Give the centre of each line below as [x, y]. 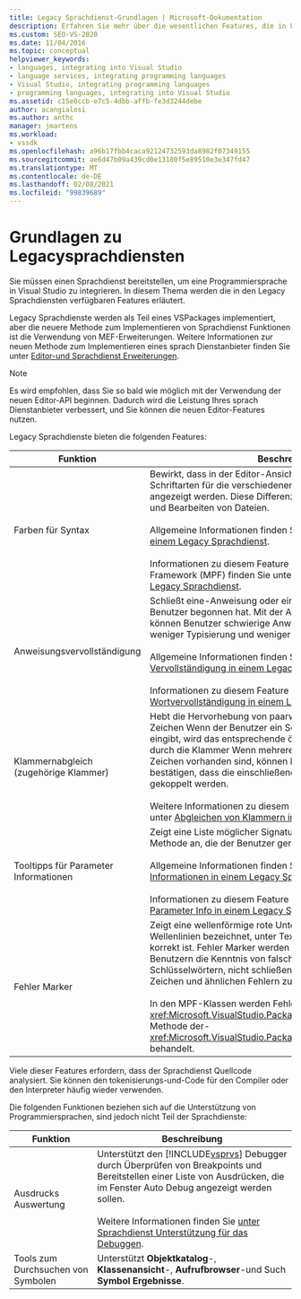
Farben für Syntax [52, 530]
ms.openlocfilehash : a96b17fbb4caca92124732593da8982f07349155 [130, 151]
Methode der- [180, 1026]
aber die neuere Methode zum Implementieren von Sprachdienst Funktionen [150, 327]
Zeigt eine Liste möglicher [204, 831]
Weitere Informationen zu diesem [219, 806]
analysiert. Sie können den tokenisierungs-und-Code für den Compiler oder [149, 1080]
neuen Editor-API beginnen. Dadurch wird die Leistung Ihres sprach [133, 399]
